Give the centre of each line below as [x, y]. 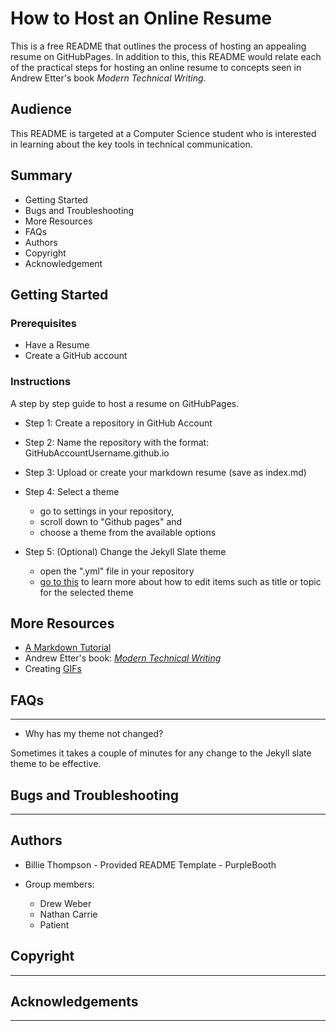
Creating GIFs [53, 669]
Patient [54, 924]
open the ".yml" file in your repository [117, 571]
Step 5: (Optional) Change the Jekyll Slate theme [125, 551]
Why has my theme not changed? [94, 734]
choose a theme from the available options [128, 532]
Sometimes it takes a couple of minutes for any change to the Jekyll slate [161, 753]
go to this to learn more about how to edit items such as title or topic [180, 581]
